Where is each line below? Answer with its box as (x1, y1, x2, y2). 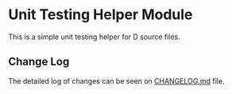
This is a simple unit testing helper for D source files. (8, 32, 180, 41)
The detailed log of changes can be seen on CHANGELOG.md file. (8, 76, 225, 85)
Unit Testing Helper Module (8, 6, 193, 24)
